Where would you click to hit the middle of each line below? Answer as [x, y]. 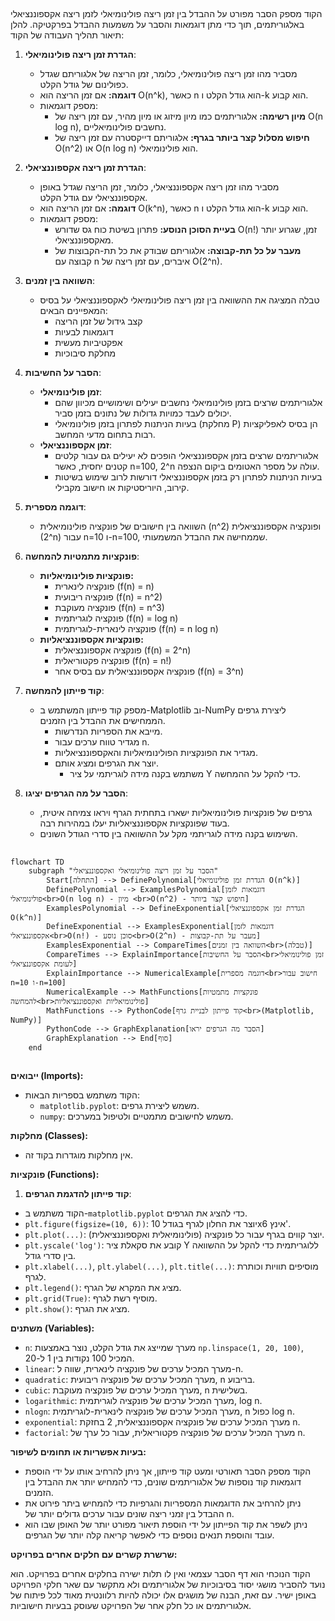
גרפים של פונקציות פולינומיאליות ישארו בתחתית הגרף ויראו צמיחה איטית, [176, 813]
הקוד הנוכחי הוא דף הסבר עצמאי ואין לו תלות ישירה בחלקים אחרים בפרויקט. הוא [160, 1574]
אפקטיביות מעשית [88, 343]
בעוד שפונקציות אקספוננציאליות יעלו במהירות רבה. [134, 823]
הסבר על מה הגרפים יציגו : [76, 793]
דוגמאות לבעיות [84, 332]
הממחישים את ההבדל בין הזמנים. [102, 721]
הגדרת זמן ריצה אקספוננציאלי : [85, 168]
